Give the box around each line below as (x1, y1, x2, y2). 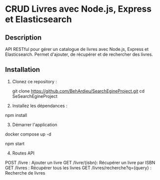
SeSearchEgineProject (12, 93, 58, 99)
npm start (5, 140, 25, 146)
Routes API (12, 150, 35, 156)
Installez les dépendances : (12, 103, 68, 109)
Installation (5, 66, 40, 74)
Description (5, 33, 42, 42)
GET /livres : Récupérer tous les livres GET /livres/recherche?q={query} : (5, 165, 152, 171)
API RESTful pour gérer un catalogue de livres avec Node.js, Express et (5, 46, 149, 52)
